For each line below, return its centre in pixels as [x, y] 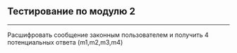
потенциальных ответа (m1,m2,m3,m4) [65, 42]
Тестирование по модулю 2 [71, 12]
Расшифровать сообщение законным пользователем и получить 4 [108, 35]
